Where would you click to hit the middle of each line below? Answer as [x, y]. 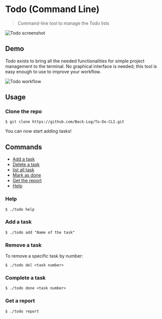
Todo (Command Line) [52, 9]
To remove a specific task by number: [44, 256]
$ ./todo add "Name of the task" [40, 232]
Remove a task [23, 245]
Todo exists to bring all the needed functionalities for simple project [75, 61]
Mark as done [27, 175]
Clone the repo [24, 112]
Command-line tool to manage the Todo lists [63, 23]
